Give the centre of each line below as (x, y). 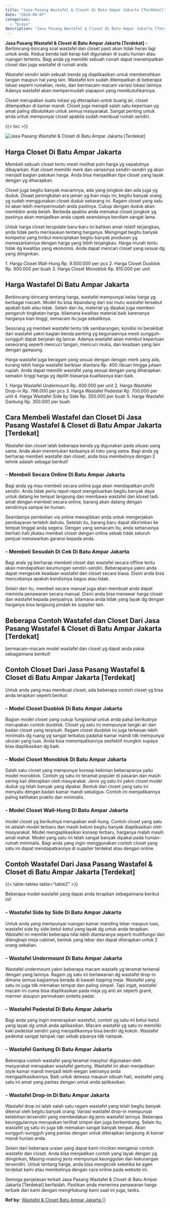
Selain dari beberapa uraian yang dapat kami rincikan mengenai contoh (80, 1148)
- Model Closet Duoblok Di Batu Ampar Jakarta (64, 708)
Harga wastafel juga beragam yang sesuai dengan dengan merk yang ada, (83, 359)
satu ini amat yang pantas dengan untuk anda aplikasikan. (66, 1082)
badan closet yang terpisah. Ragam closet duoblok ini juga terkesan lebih (81, 730)
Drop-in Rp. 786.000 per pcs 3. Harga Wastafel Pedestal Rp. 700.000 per (81, 391)
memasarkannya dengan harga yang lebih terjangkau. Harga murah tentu (81, 243)
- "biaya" (20, 24)
